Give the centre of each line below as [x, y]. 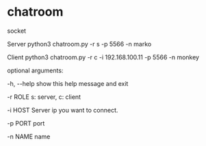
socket [16, 31]
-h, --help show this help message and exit [68, 83]
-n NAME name [29, 136]
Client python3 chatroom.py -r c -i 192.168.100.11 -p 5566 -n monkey [103, 57]
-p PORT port [26, 123]
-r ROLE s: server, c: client [44, 97]
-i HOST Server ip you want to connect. [63, 110]
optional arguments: [35, 70]
